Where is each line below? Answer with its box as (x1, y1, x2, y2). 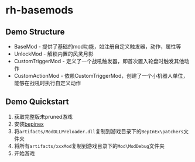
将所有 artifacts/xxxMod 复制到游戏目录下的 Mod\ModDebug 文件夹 (13, 142, 165, 149)
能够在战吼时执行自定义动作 (13, 80, 81, 87)
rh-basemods (5, 4, 74, 17)
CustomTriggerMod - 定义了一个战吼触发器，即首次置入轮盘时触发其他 (13, 58, 184, 64)
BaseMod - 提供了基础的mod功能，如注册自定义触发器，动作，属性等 (13, 43, 182, 50)
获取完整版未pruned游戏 (13, 113, 73, 120)
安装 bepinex (13, 120, 45, 127)
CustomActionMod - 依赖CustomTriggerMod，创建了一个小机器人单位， (13, 73, 189, 79)
